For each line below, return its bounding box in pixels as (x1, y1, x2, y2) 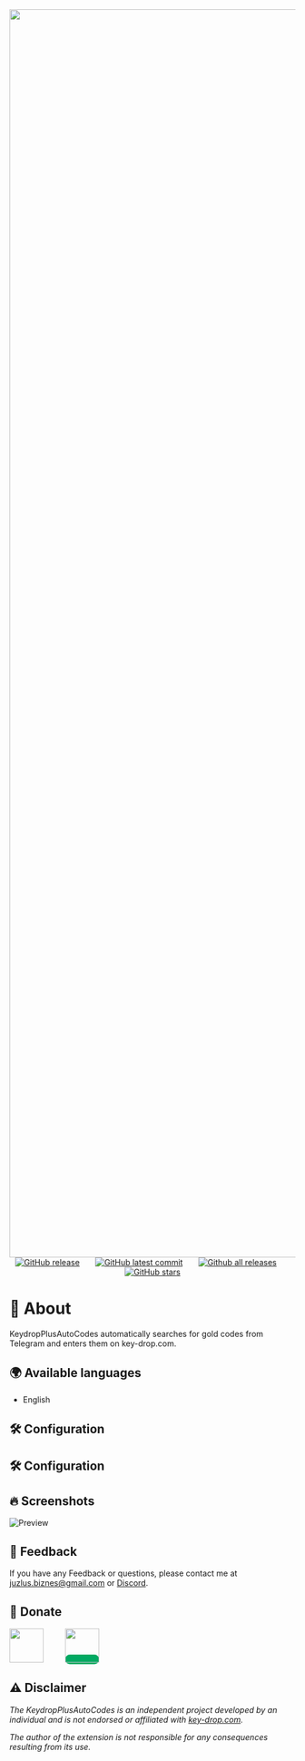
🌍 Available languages (9, 1365, 142, 1381)
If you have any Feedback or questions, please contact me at (9, 1568, 238, 1579)
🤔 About (9, 1298, 72, 1319)
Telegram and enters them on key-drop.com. (9, 1338, 177, 1349)
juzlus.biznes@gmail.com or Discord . (9, 1578, 149, 1589)
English (22, 1393, 51, 1405)
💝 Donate (9, 1604, 63, 1619)
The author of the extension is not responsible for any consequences (9, 1731, 269, 1742)
